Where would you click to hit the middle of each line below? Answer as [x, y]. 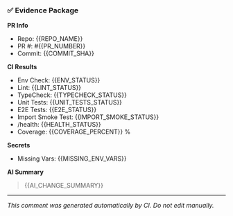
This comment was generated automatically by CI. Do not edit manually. [111, 206]
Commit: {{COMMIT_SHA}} [56, 53]
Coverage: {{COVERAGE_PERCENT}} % [74, 132]
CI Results [22, 67]
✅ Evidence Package [43, 10]
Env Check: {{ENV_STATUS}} [59, 80]
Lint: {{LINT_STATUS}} [49, 88]
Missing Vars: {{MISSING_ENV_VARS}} [72, 159]
